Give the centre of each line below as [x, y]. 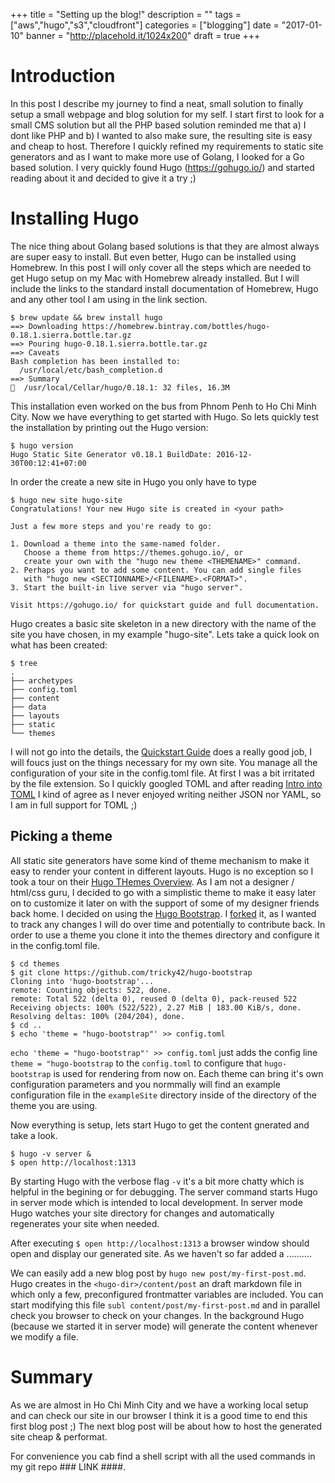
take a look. [34, 1135]
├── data [28, 707]
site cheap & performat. [59, 1436]
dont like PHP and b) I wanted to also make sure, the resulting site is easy [161, 135]
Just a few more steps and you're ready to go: [111, 526]
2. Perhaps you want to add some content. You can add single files [156, 570]
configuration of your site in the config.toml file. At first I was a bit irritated [162, 773]
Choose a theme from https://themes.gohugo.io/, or [133, 552]
